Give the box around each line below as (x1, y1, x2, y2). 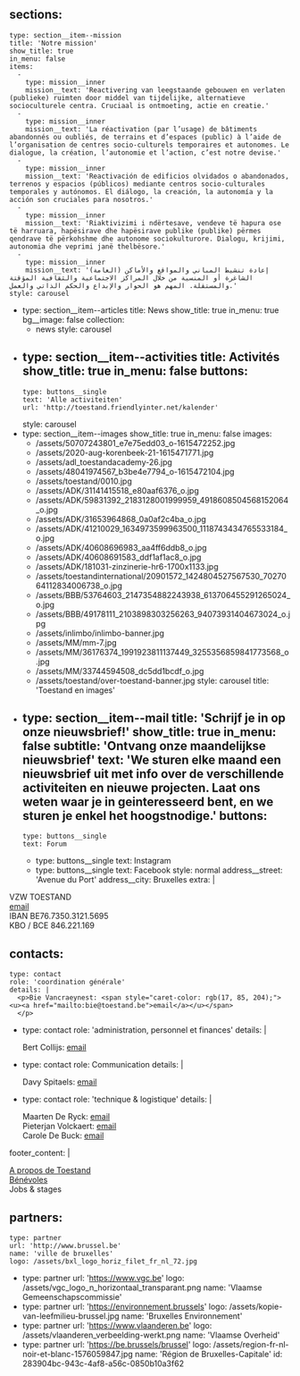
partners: (9, 1210, 63, 1225)
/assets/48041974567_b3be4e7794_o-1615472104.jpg (35, 466, 235, 477)
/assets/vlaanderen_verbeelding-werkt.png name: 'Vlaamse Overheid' (21, 1330, 280, 1340)
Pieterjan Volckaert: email (21, 1121, 117, 1132)
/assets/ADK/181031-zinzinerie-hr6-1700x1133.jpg (35, 561, 219, 571)
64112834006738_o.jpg (35, 580, 123, 591)
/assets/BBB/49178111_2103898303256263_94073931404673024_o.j (35, 608, 291, 620)
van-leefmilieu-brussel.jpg (21, 1311, 120, 1321)
